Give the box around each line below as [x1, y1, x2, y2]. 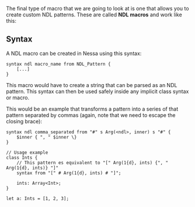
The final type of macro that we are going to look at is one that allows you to [6, 5, 189, 12]
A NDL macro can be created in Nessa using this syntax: [6, 50, 142, 57]
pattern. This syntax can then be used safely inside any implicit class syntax [6, 88, 189, 95]
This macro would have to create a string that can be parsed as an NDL [6, 81, 177, 88]
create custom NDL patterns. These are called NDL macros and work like [6, 11, 182, 18]
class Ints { [6, 154, 38, 160]
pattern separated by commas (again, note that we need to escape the [6, 111, 176, 119]
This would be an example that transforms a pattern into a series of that [6, 105, 179, 112]
